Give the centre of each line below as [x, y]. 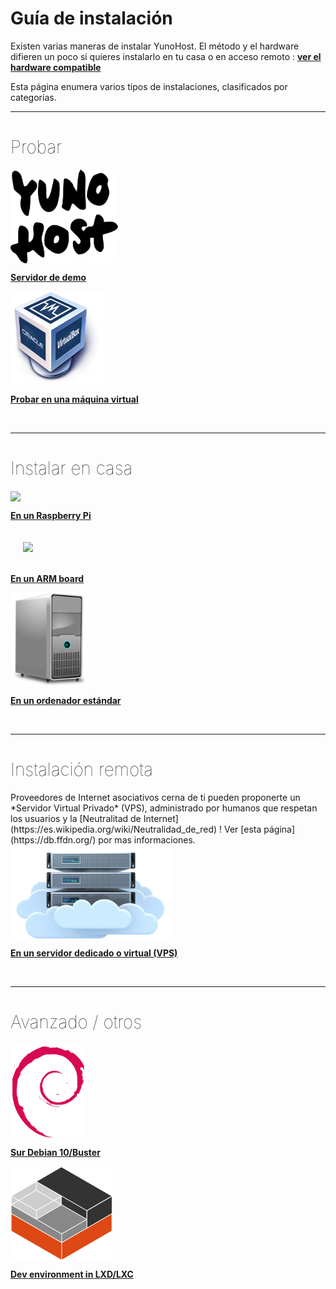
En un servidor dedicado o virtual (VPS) [94, 953]
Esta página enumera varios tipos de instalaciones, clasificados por [149, 86]
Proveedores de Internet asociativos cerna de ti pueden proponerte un [155, 797]
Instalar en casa [71, 468]
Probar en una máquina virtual [74, 399]
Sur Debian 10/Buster [55, 1152]
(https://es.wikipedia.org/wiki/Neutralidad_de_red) [114, 829]
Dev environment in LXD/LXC [72, 1274]
